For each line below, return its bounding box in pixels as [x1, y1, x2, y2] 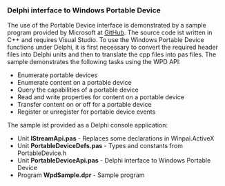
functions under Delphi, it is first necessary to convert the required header [7, 43, 219, 52]
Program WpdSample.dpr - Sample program [17, 171, 145, 179]
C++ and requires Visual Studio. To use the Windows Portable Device [7, 36, 205, 44]
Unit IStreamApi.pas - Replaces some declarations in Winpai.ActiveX [17, 134, 215, 143]
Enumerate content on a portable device [17, 79, 133, 87]
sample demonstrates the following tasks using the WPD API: [7, 58, 181, 66]
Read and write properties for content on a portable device [17, 93, 185, 101]
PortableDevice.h [17, 149, 67, 157]
